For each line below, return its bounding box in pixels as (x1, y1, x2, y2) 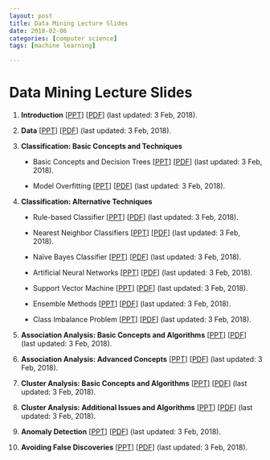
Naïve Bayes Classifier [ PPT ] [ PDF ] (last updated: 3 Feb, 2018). (32, 252, 242, 262)
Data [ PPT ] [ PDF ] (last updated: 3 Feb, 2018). (20, 126, 172, 135)
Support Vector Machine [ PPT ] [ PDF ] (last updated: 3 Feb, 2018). (32, 284, 248, 293)
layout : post (9, 11, 53, 20)
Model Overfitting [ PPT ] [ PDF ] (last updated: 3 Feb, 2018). (32, 181, 226, 191)
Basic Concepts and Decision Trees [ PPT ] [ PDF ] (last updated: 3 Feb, (32, 157, 263, 167)
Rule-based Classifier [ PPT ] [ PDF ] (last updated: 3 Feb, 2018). (32, 213, 239, 222)
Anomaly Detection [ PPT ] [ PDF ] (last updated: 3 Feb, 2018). (20, 427, 222, 437)
